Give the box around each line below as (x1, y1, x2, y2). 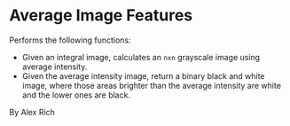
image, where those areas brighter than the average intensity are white (21, 80, 282, 91)
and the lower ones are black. (21, 90, 131, 100)
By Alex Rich (9, 106, 56, 117)
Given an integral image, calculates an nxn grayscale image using (21, 51, 260, 62)
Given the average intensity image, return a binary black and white (21, 70, 265, 81)
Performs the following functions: (9, 35, 131, 45)
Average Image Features (9, 5, 193, 26)
